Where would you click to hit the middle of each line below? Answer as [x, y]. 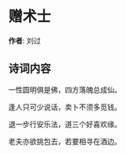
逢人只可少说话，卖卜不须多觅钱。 [65, 107]
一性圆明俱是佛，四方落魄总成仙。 [65, 89]
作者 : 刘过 [25, 41]
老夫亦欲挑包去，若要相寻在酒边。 [65, 141]
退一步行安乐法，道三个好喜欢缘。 [65, 124]
